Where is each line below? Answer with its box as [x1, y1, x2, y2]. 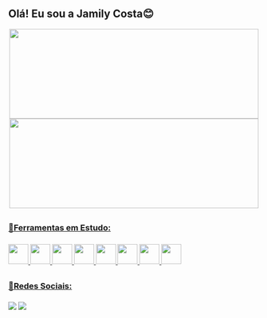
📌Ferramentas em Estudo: [8, 222, 112, 234]
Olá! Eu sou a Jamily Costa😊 [8, 7, 154, 21]
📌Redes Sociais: [8, 280, 73, 291]
